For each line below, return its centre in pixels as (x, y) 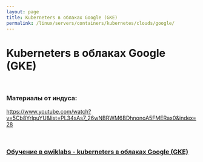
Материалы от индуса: (42, 99)
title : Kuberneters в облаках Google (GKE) (62, 18)
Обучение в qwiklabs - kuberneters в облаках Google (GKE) (98, 152)
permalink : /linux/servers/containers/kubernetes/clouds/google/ (90, 23)
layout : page (23, 12)
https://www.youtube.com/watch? (49, 111)
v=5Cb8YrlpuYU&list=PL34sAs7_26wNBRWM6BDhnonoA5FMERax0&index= (101, 118)
